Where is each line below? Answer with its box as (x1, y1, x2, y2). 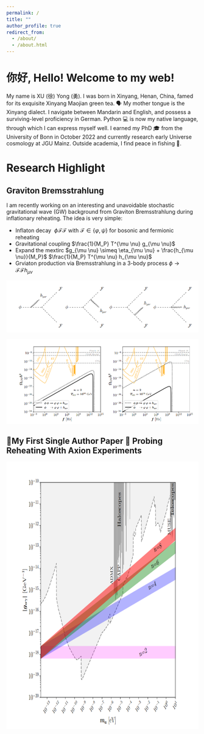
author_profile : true (6, 23, 62, 29)
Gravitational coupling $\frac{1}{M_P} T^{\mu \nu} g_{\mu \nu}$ (15, 240, 175, 247)
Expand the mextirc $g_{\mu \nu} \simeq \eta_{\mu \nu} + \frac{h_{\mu (15, 246, 194, 253)
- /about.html (12, 42, 47, 48)
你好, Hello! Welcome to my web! (6, 71, 175, 85)
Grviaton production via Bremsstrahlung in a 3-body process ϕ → (15, 260, 180, 267)
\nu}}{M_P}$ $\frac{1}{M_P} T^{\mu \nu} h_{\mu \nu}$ (15, 253, 152, 260)
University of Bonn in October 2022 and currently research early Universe (6, 133, 192, 140)
